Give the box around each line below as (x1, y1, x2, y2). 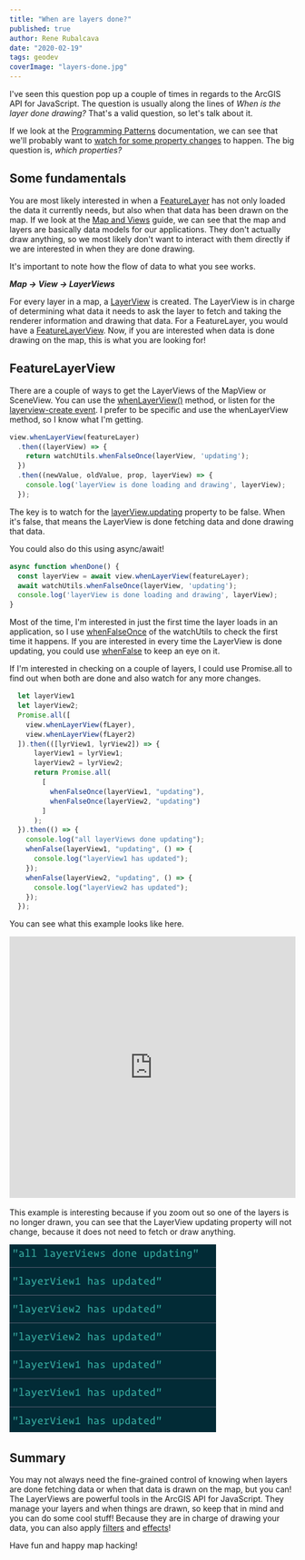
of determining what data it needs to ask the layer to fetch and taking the (9, 305, 281, 317)
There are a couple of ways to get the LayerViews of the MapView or (9, 385, 267, 396)
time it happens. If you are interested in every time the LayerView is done (9, 636, 283, 647)
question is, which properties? (9, 145, 123, 155)
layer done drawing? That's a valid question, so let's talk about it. (9, 108, 253, 118)
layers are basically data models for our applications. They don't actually (9, 223, 281, 235)
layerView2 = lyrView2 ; (33, 759, 124, 768)
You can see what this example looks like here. (9, 918, 184, 929)
